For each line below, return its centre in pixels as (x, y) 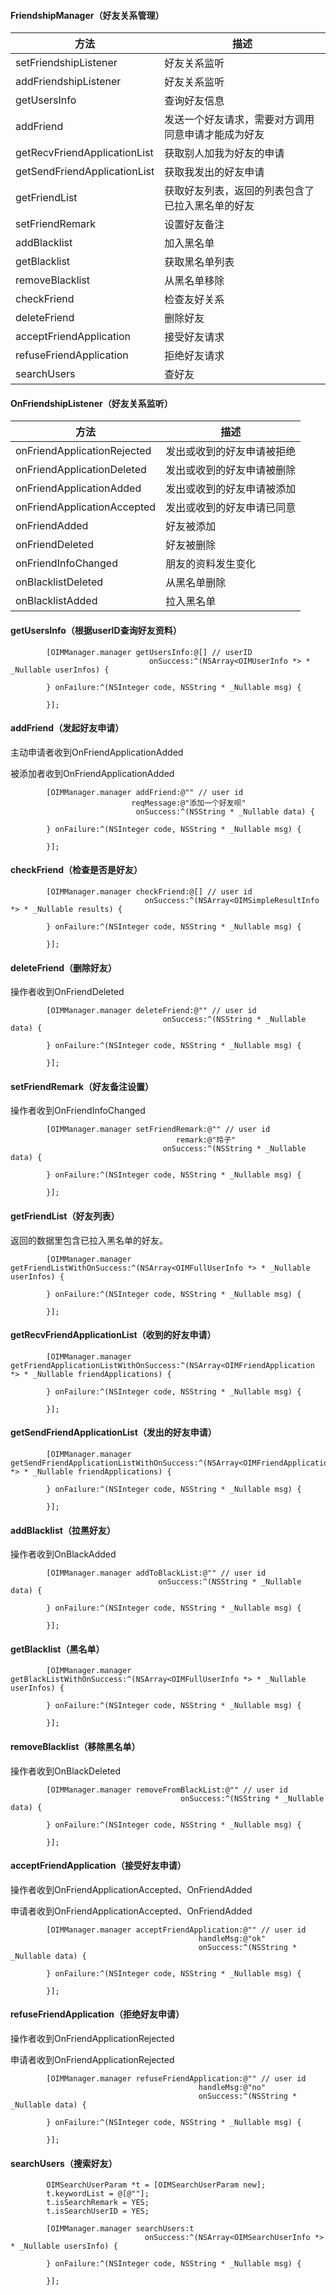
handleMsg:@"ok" (232, 1938)
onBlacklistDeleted (59, 582)
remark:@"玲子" (206, 1140)
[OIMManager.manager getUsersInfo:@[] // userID (149, 652)
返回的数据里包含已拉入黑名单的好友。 (89, 1240)
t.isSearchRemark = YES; (98, 2203)
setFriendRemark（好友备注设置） (82, 1086)
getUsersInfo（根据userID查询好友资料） (96, 630)
